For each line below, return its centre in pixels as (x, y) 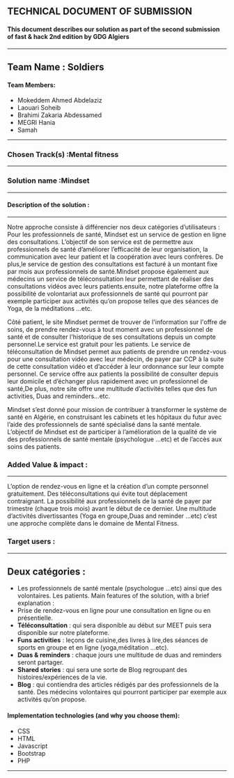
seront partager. (40, 662)
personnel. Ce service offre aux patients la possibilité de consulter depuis (113, 374)
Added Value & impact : (48, 464)
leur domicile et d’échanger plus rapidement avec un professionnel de (107, 381)
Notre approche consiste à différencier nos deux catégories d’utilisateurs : (114, 227)
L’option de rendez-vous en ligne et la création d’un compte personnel (108, 487)
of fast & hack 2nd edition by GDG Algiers (69, 36)
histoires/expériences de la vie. (62, 677)
